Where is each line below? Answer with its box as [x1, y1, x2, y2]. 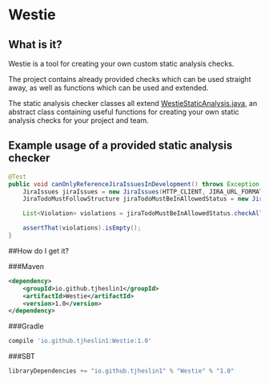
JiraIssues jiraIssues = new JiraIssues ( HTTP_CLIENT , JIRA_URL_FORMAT [22, 187, 263, 196]
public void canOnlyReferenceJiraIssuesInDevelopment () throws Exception [8, 180, 260, 188]
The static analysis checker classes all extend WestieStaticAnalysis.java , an [8, 99, 258, 108]
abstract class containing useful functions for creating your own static [8, 107, 239, 116]
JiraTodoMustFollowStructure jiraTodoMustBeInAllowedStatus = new [22, 195, 249, 203]
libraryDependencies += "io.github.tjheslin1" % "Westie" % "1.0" [8, 367, 235, 375]
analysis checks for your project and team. [8, 116, 150, 125]
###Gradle [8, 321, 44, 331]
